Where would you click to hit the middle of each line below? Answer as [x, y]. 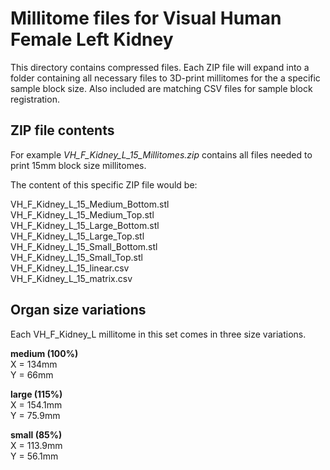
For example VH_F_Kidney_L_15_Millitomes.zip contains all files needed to [161, 154]
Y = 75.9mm [35, 415]
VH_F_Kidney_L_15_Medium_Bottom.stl [90, 204]
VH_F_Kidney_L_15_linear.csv [70, 268]
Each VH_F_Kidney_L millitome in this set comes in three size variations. [158, 334]
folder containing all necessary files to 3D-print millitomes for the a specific [165, 78]
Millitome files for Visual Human [146, 18]
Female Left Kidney [92, 39]
